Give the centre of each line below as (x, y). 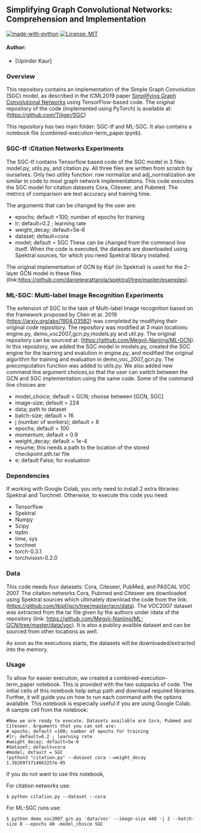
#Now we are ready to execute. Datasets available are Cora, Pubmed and (99, 721)
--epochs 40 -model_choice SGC (64, 824)
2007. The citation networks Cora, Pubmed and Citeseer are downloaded (97, 593)
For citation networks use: (38, 786)
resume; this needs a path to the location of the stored (82, 447)
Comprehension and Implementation (76, 20)
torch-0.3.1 (28, 551)
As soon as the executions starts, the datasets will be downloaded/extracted (100, 643)
